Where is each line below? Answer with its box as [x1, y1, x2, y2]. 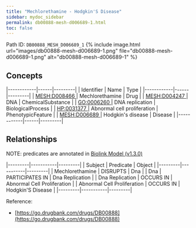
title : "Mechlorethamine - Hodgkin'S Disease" [6, 8, 122, 15]
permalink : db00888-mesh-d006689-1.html [6, 19, 107, 25]
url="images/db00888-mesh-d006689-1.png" [6, 48, 119, 55]
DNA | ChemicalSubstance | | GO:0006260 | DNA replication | [6, 99, 156, 106]
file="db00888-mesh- [119, 48, 173, 55]
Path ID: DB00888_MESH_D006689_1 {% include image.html [6, 41, 141, 48]
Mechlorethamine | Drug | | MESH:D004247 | [79, 92, 188, 100]
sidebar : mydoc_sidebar [6, 14, 65, 20]
